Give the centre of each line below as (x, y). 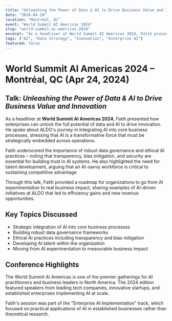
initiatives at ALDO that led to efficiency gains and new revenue (72, 193)
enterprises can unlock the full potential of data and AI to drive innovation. (83, 124)
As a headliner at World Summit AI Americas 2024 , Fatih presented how (82, 119)
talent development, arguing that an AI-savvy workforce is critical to (77, 166)
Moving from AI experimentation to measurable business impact (80, 248)
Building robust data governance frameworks (60, 232)
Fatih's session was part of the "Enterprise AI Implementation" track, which (84, 303)
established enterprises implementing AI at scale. (57, 293)
